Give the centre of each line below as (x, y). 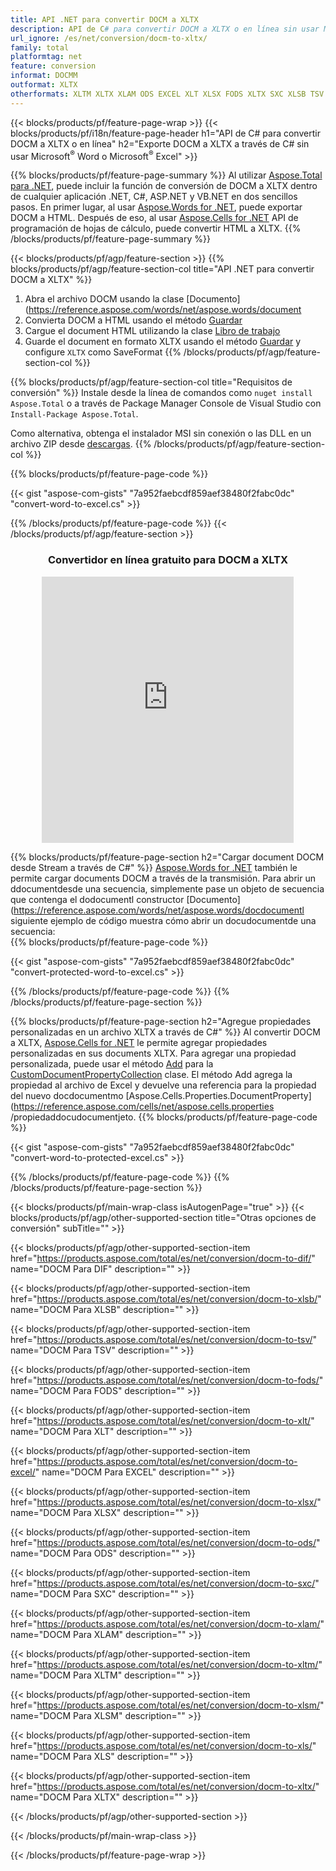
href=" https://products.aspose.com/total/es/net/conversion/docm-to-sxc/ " (165, 1583)
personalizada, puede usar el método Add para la (112, 1063)
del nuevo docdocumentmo (67, 1095)
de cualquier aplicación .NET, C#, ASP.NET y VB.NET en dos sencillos (154, 197)
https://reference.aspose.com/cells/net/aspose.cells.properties (144, 1106)
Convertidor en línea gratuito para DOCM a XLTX (168, 560)
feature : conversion (53, 66)
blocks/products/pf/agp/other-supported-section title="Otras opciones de (163, 1217)
